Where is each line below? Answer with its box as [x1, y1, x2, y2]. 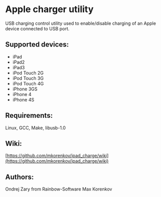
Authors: [5, 173, 34, 181]
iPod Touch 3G [12, 75, 44, 81]
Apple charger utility [5, 4, 94, 15]
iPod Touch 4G [12, 80, 44, 86]
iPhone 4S [12, 96, 34, 103]
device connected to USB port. [5, 25, 70, 31]
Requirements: [5, 111, 53, 120]
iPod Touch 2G [12, 70, 44, 76]
